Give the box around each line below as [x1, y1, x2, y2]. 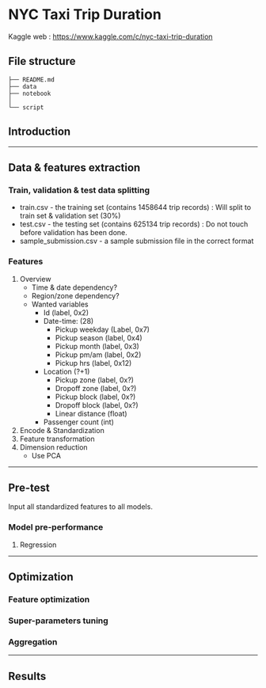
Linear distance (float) [55, 409, 128, 418]
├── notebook [8, 89, 51, 97]
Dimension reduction [19, 442, 89, 452]
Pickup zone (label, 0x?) [55, 374, 135, 385]
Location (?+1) [43, 367, 90, 376]
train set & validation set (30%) [19, 211, 121, 221]
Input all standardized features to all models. [8, 502, 153, 511]
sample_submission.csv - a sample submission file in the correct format [19, 236, 254, 246]
